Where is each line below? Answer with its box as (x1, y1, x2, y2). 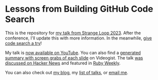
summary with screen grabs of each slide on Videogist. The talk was (5, 55, 143, 60)
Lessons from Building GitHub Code (5, 3, 153, 15)
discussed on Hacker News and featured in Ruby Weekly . (5, 60, 121, 66)
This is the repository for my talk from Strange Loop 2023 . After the (5, 30, 141, 36)
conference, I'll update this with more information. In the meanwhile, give (5, 35, 152, 41)
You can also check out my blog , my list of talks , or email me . (5, 69, 129, 75)
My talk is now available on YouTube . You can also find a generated (5, 50, 141, 56)
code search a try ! (5, 40, 42, 46)
